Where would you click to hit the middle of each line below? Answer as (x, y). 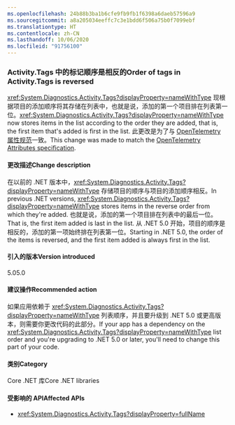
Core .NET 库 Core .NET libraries (54, 381)
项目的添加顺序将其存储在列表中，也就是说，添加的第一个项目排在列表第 (117, 107)
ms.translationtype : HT (42, 27)
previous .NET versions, (42, 198)
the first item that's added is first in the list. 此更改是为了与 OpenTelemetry (114, 131)
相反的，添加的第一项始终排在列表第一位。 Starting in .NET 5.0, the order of (115, 231)
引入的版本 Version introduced (51, 257)
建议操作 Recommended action (52, 290)
